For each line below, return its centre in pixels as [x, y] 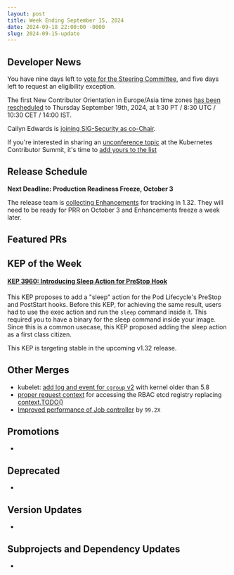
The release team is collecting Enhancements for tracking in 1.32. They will [115, 202]
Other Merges [38, 370]
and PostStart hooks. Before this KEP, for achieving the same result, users [114, 304]
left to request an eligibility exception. [61, 87]
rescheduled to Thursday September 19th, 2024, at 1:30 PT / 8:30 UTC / [111, 108]
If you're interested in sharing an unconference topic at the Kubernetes [110, 142]
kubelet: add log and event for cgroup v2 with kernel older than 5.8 [113, 387]
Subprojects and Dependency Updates [94, 549]
